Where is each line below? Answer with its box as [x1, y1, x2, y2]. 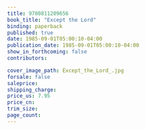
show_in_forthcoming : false [7, 49, 88, 56]
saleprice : [7, 80, 38, 86]
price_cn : [7, 99, 36, 106]
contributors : [7, 55, 48, 62]
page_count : [7, 112, 41, 119]
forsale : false [7, 73, 51, 80]
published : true [7, 29, 53, 36]
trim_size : [7, 106, 38, 113]
